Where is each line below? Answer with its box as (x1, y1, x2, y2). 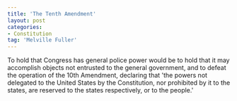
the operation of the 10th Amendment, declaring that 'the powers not (7, 71, 207, 80)
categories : (7, 23, 42, 30)
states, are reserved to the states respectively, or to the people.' (7, 86, 194, 95)
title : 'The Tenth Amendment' (7, 10, 97, 18)
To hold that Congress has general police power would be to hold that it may (7, 56, 230, 64)
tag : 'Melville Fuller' (7, 37, 78, 44)
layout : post (7, 17, 46, 24)
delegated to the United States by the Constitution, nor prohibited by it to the (7, 78, 231, 87)
